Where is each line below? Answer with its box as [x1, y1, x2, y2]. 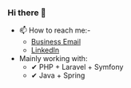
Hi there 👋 [7, 7, 47, 18]
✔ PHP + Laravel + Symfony [30, 63, 124, 72]
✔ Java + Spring [30, 71, 85, 80]
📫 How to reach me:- [18, 25, 91, 35]
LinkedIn [30, 45, 60, 55]
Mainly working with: [18, 54, 88, 63]
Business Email [30, 37, 81, 47]
